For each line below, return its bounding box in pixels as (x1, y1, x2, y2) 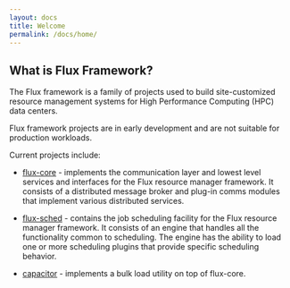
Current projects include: (9, 149, 101, 161)
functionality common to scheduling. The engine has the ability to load (21, 232, 282, 242)
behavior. (21, 251, 57, 262)
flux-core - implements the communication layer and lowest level (21, 167, 261, 178)
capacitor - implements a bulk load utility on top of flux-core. (21, 268, 246, 279)
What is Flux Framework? (9, 63, 153, 78)
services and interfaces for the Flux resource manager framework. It (21, 176, 274, 188)
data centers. (9, 106, 58, 116)
